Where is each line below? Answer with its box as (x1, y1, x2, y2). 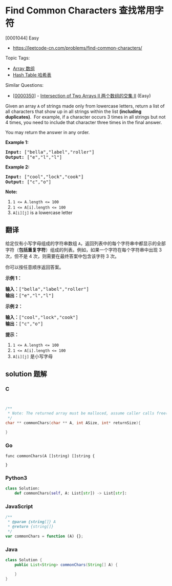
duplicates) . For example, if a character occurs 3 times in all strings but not (5, 114, 166, 120)
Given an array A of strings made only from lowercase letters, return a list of (5, 103, 165, 109)
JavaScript (5, 503, 33, 510)
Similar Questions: (5, 82, 44, 88)
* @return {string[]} (7, 524, 54, 530)
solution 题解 (5, 370, 47, 379)
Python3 (5, 475, 27, 482)
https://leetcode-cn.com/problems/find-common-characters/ (12, 45, 142, 51)
